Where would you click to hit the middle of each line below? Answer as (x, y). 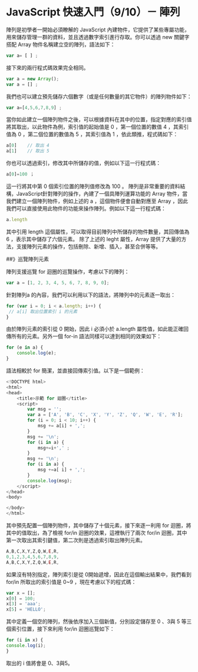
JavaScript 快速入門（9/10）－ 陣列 (93, 12)
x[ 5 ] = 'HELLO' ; (26, 609)
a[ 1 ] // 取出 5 (28, 151)
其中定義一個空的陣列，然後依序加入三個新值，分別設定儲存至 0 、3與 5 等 (96, 622)
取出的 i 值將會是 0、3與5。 (39, 663)
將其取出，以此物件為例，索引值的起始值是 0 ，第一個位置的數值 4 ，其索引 (98, 127)
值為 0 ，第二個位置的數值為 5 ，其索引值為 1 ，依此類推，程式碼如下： (92, 134)
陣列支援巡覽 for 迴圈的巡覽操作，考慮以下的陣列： (68, 271)
